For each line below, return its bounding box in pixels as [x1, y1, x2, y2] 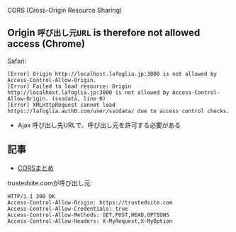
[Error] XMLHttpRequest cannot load [7, 101, 116, 108]
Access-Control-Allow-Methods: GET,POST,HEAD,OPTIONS [7, 211, 170, 219]
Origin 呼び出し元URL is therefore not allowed [7, 27, 201, 39]
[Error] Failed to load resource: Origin [7, 83, 132, 90]
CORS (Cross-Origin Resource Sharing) [7, 6, 123, 14]
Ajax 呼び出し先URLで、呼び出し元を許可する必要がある [17, 120, 181, 129]
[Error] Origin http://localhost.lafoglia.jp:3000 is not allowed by [7, 70, 218, 77]
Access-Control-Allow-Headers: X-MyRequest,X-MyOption [7, 217, 173, 225]
